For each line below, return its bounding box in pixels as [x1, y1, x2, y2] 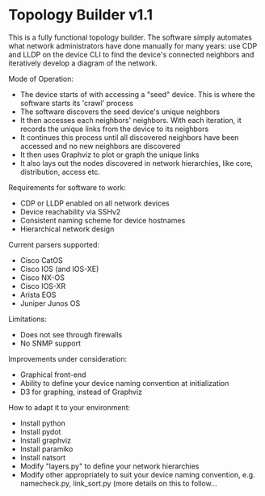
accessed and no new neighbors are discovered [19, 141, 181, 150]
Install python [19, 418, 66, 428]
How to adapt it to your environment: [8, 402, 131, 412]
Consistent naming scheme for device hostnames [19, 215, 186, 225]
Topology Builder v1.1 [8, 6, 154, 24]
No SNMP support [19, 338, 82, 348]
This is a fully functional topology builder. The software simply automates [8, 32, 253, 42]
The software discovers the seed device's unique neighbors [19, 107, 221, 117]
